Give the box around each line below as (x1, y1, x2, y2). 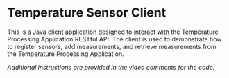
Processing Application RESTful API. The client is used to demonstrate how (7, 35, 222, 43)
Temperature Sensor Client (7, 5, 167, 21)
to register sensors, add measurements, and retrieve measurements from (7, 42, 217, 50)
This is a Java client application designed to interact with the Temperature (7, 28, 219, 36)
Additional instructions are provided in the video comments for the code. (7, 63, 215, 71)
